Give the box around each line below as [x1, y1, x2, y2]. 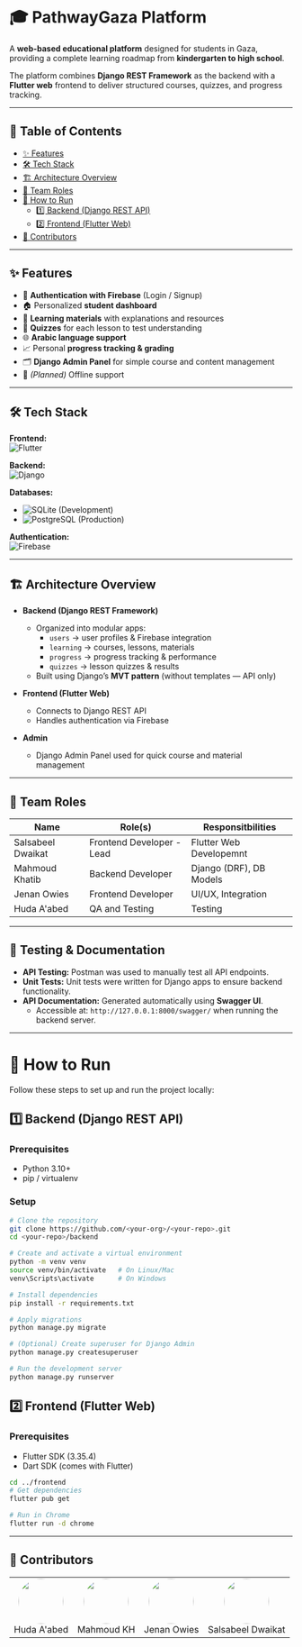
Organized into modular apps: [35, 623, 147, 633]
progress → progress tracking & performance [49, 651, 218, 662]
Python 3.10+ [22, 1163, 72, 1174]
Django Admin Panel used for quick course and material [35, 750, 243, 761]
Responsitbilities [202, 821, 277, 833]
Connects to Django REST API [35, 705, 147, 716]
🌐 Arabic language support [22, 332, 127, 342]
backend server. [35, 1015, 96, 1025]
